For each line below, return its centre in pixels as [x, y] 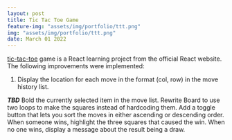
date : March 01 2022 [37, 39]
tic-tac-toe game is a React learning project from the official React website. [115, 59]
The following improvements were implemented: [76, 66]
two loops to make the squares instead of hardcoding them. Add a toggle [111, 108]
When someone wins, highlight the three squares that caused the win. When [116, 122]
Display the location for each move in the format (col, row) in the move [118, 79]
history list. [33, 87]
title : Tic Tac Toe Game [43, 20]
